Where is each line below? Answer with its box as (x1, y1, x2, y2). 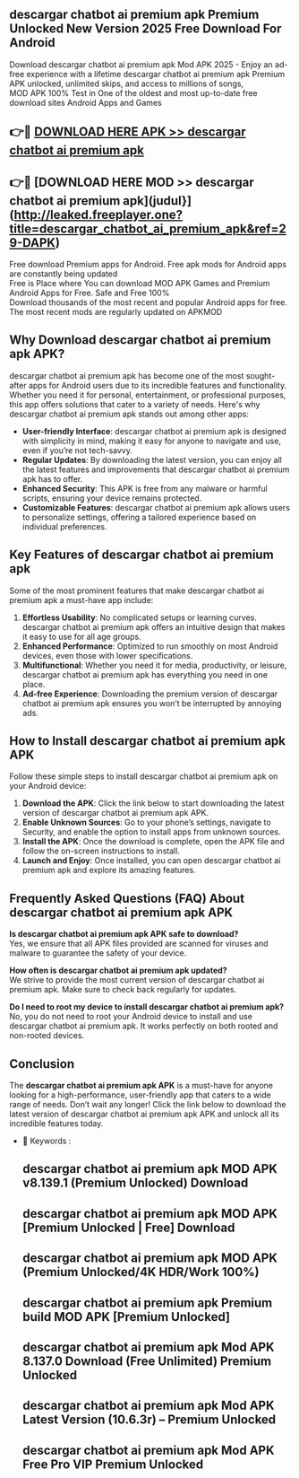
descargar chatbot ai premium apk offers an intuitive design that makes (21, 621, 286, 632)
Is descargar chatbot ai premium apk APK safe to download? (9, 929, 239, 940)
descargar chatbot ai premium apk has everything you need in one (21, 669, 269, 680)
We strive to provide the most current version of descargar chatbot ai (9, 975, 265, 985)
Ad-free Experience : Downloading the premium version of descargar (21, 688, 278, 699)
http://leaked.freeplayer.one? (13, 206, 184, 223)
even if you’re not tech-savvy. (21, 444, 132, 456)
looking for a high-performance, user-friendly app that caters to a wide (9, 1089, 271, 1100)
